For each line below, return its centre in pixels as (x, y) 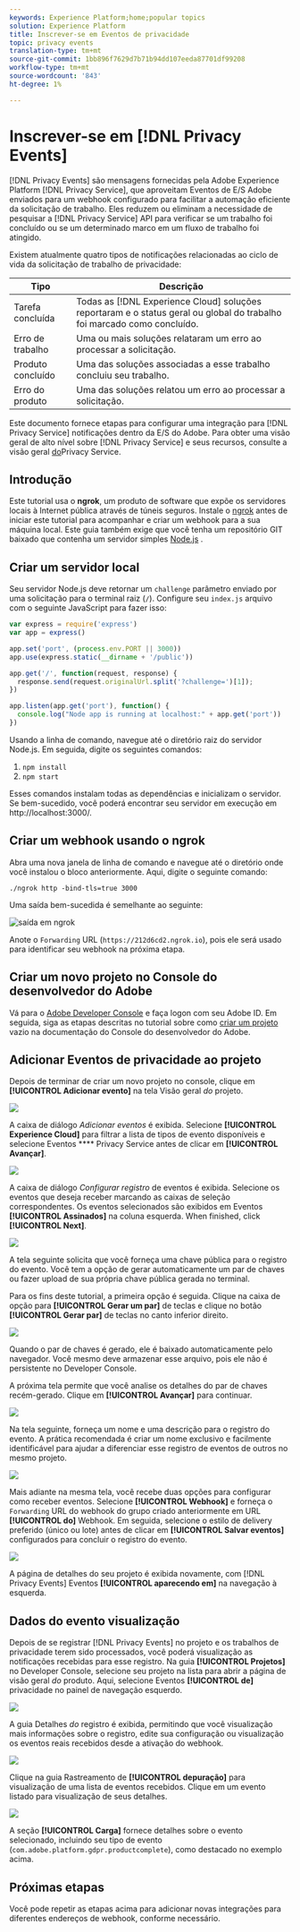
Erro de (29, 338)
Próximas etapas (57, 1887)
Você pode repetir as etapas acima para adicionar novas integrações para (145, 1909)
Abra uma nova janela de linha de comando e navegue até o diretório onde (146, 862)
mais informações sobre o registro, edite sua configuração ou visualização (146, 1734)
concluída (34, 318)
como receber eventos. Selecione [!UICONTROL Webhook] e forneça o (141, 1501)
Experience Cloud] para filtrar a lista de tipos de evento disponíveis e (137, 1134)
